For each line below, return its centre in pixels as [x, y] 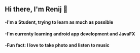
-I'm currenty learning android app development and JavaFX [70, 34]
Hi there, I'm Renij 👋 [36, 9]
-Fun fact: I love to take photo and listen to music [57, 45]
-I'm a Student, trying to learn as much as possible [59, 22]
